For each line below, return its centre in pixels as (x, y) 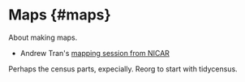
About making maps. (43, 37)
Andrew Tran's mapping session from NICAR (95, 53)
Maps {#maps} (60, 15)
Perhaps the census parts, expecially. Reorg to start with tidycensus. (123, 69)
